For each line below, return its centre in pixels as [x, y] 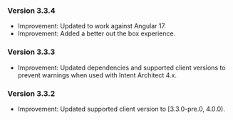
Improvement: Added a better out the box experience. [97, 33]
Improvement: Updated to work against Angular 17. [92, 26]
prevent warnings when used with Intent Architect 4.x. [97, 75]
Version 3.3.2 [31, 93]
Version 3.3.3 [31, 52]
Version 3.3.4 [31, 11]
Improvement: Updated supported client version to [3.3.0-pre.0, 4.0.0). [121, 109]
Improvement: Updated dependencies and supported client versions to [121, 67]
